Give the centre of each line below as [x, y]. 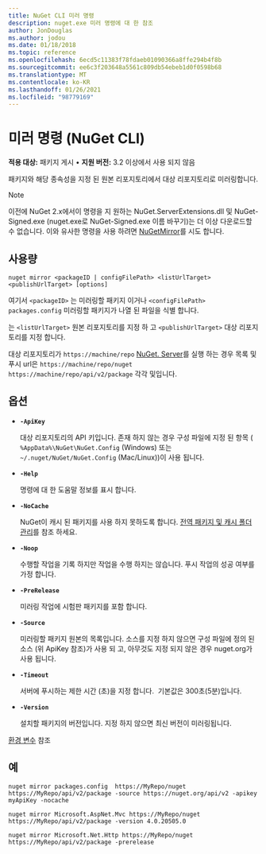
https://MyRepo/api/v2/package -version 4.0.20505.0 [97, 821]
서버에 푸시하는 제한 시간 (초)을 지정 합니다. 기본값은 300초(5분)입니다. [131, 691]
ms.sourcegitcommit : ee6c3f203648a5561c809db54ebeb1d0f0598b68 [115, 68]
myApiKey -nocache [39, 800]
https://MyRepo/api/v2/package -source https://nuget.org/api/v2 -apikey [133, 793]
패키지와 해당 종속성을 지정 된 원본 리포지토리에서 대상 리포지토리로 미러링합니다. [133, 179]
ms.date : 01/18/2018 [42, 45]
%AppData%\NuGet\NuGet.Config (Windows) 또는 [96, 447]
